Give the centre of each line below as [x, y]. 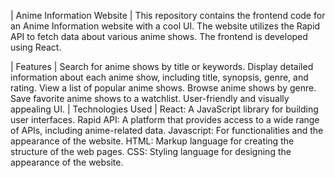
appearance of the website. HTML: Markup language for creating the [152, 141]
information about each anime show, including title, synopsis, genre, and [159, 77]
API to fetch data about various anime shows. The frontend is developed [159, 36]
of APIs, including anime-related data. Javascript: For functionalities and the [167, 130]
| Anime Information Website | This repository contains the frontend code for [168, 15]
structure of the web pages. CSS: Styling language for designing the [151, 151]
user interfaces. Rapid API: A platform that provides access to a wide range [165, 119]
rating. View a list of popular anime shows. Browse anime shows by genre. [163, 88]
